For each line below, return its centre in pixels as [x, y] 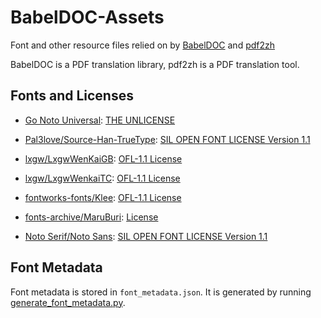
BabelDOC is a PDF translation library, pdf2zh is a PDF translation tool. [155, 64]
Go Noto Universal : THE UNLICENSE [100, 120]
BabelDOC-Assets [87, 17]
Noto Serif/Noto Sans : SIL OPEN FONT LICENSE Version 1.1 [146, 236]
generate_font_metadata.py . [68, 302]
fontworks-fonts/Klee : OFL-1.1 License [103, 197]
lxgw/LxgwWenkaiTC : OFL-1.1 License [102, 178]
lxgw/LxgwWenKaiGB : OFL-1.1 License [103, 158]
